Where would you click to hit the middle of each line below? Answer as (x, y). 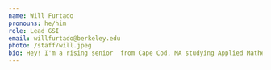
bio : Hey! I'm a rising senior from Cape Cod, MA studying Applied (126, 53)
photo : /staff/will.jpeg (50, 46)
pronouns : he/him (38, 23)
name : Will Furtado (41, 16)
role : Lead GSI (34, 31)
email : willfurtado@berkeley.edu (65, 38)
